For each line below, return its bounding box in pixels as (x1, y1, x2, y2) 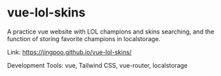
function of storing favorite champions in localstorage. (7, 34, 161, 42)
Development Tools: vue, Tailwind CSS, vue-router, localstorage (7, 61, 188, 69)
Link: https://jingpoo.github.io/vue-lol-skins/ (7, 48, 132, 56)
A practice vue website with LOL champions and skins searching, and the (7, 27, 215, 36)
